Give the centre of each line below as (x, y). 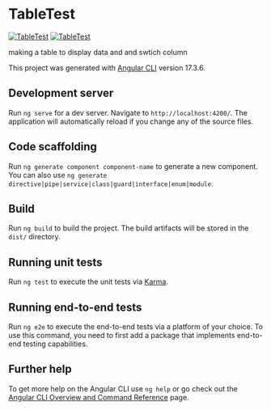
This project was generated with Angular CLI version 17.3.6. (107, 68)
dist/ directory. (34, 237)
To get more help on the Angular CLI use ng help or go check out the (123, 388)
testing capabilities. (55, 344)
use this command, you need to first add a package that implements (122, 335)
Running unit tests (55, 262)
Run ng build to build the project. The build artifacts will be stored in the (129, 228)
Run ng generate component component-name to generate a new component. (133, 166)
